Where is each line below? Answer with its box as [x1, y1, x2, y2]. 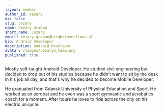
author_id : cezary [5, 12, 43, 17]
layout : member [5, 7, 36, 12]
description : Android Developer [5, 44, 71, 48]
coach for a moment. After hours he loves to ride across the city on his [5, 96, 148, 102]
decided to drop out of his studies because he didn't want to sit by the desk [5, 71, 158, 77]
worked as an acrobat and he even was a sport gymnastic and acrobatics [5, 91, 154, 97]
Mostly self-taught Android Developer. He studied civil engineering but [5, 66, 148, 72]
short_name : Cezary [5, 30, 45, 35]
